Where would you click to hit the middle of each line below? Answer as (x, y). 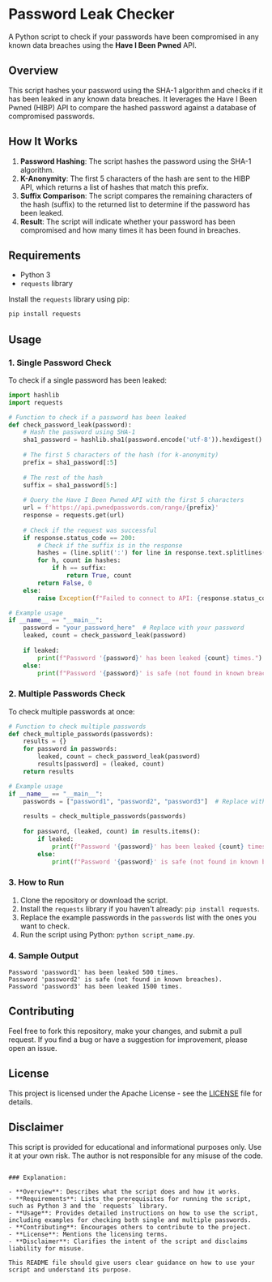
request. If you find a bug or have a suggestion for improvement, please (128, 1040)
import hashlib (34, 395)
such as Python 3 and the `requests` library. (88, 1206)
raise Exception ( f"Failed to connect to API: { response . (135, 598)
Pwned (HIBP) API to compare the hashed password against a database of (132, 107)
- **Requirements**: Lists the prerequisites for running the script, (130, 1198)
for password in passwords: (70, 749)
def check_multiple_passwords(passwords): (81, 734)
